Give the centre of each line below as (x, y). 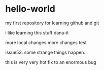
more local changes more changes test (46, 42)
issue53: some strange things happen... (46, 52)
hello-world (30, 9)
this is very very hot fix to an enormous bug (51, 62)
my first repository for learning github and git (52, 23)
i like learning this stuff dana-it (37, 32)
